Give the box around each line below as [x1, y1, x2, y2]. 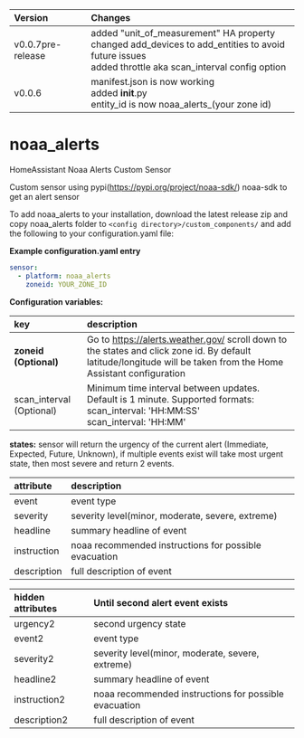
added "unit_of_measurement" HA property [90, 27, 276, 39]
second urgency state [93, 617, 186, 629]
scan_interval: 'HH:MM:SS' [86, 404, 201, 417]
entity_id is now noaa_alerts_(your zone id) [90, 99, 272, 110]
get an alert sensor [9, 191, 80, 202]
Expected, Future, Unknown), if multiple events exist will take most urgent [9, 448, 283, 459]
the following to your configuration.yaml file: [9, 228, 175, 239]
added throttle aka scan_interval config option [90, 61, 287, 73]
